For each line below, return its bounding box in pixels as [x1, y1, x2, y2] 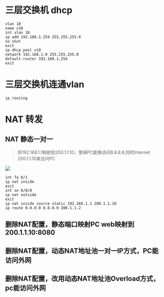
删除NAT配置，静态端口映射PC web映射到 [5, 220, 135, 229]
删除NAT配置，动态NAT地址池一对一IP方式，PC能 [5, 247, 159, 255]
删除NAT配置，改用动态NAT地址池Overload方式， [5, 275, 160, 283]
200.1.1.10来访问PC [17, 155, 56, 161]
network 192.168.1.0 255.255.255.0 [5, 52, 79, 57]
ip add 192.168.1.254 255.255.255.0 [5, 34, 81, 39]
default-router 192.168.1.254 [5, 56, 68, 61]
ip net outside [5, 192, 37, 197]
